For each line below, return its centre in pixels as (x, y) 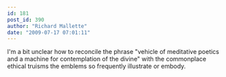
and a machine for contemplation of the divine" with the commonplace (107, 59)
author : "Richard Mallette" (47, 26)
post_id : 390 (26, 20)
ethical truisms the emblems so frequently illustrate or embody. (97, 66)
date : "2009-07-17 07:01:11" (49, 32)
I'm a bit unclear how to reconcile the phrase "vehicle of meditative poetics (113, 52)
